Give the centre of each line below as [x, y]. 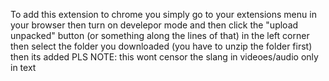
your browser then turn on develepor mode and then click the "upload [154, 25]
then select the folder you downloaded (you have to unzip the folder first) [161, 46]
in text [23, 67]
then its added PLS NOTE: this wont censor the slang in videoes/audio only [164, 57]
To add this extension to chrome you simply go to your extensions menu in [163, 14]
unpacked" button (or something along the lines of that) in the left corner [160, 35]
